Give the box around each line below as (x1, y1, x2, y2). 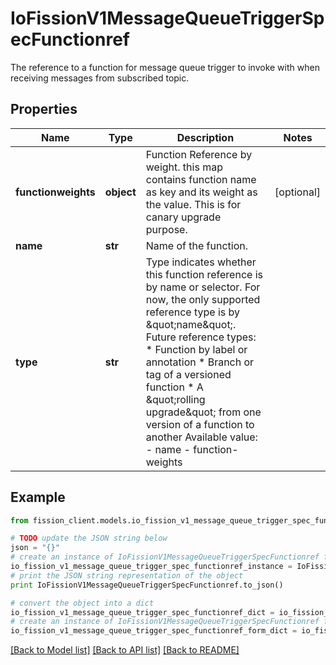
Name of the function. (145, 238, 248, 252)
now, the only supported (145, 292, 261, 306)
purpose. (145, 222, 188, 236)
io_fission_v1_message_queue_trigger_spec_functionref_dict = (10, 607, 275, 617)
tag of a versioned (145, 367, 232, 381)
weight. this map (145, 160, 223, 174)
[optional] (274, 185, 321, 199)
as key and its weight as (145, 185, 258, 199)
